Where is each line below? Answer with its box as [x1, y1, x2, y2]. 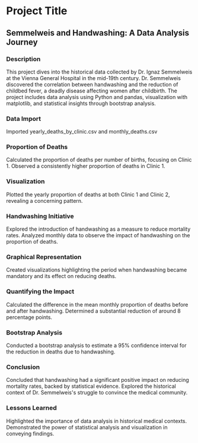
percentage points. [6, 313, 52, 321]
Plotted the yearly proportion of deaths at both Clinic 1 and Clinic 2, [6, 191, 170, 198]
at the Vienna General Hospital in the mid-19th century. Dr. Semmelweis [6, 74, 181, 81]
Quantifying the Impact [6, 288, 75, 296]
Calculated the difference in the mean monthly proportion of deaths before [6, 301, 189, 308]
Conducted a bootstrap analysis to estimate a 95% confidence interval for [6, 342, 187, 349]
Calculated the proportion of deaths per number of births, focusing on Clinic [6, 156, 192, 164]
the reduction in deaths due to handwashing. [6, 348, 116, 355]
